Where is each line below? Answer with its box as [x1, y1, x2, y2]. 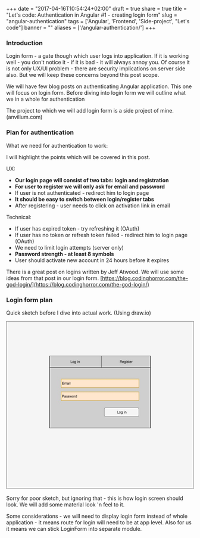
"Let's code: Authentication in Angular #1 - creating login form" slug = [6, 11, 177, 18]
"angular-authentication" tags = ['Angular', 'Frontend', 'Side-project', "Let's [6, 18, 190, 24]
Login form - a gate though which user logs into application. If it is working [6, 52, 189, 60]
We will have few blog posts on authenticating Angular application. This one [6, 83, 192, 90]
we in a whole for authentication [6, 95, 85, 103]
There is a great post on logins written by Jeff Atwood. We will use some [6, 268, 185, 275]
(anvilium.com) [6, 113, 43, 121]
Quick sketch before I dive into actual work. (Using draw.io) [6, 309, 152, 316]
